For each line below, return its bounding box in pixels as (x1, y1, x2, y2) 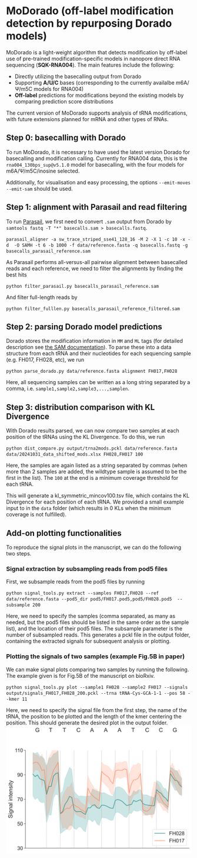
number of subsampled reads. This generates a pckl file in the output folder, (6, 631, 191, 639)
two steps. (6, 550, 32, 557)
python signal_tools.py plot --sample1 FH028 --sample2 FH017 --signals (6, 684, 188, 690)
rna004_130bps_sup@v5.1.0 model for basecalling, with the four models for (6, 161, 184, 168)
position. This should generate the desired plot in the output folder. (6, 719, 168, 726)
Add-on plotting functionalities (6, 528, 122, 538)
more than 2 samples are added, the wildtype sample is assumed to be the (6, 468, 187, 475)
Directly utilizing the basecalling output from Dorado (14, 73, 142, 80)
